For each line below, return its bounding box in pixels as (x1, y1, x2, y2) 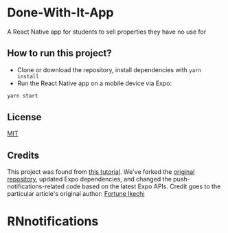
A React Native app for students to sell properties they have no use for (7, 27, 207, 36)
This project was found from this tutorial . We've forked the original (7, 168, 195, 176)
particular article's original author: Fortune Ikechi (7, 190, 146, 198)
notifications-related (7, 182, 65, 190)
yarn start (7, 92, 38, 99)
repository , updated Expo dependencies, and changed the (7, 175, 172, 184)
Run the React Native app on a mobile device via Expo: (16, 79, 172, 87)
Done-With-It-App (7, 5, 114, 21)
